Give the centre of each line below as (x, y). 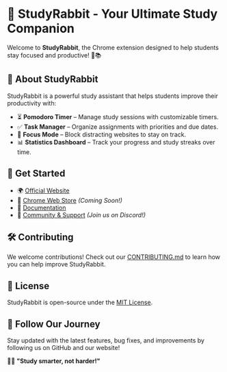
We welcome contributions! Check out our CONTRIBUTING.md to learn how (114, 257)
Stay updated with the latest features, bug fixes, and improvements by (106, 340)
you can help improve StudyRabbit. (56, 264)
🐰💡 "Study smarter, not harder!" (54, 361)
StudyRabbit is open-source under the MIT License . (80, 302)
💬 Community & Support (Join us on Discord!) (81, 214)
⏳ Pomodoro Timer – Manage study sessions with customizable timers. (118, 116)
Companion (41, 28)
